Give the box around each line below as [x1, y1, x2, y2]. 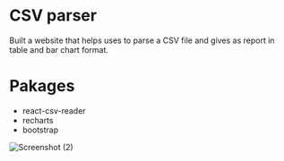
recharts [22, 114, 54, 125]
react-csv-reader [22, 105, 87, 116]
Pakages [9, 76, 75, 97]
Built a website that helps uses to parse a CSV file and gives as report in [9, 35, 275, 46]
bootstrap [22, 124, 59, 135]
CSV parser [9, 5, 97, 26]
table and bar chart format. [9, 44, 109, 55]
